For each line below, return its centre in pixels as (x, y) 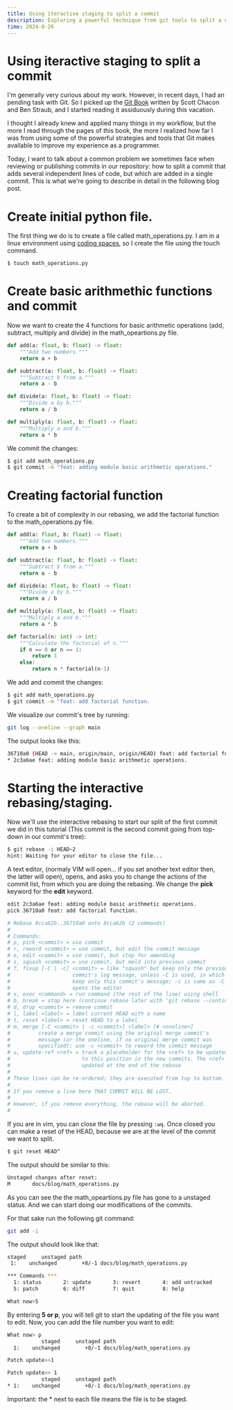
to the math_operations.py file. (51, 522)
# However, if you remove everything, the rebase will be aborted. (107, 1104)
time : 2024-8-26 (31, 26)
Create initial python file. (80, 217)
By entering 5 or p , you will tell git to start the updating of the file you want (113, 1315)
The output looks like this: (44, 741)
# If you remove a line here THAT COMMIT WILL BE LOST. (89, 1091)
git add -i (23, 1231)
